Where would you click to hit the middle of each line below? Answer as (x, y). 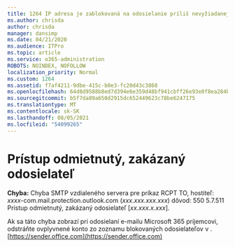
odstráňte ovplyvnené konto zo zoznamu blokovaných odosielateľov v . (110, 229)
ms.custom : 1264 (31, 79)
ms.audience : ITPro (36, 46)
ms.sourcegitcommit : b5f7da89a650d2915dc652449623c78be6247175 (101, 99)
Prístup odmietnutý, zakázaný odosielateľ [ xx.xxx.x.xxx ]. (88, 208)
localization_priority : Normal (53, 72)
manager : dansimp (33, 33)
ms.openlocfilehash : (37, 92)
